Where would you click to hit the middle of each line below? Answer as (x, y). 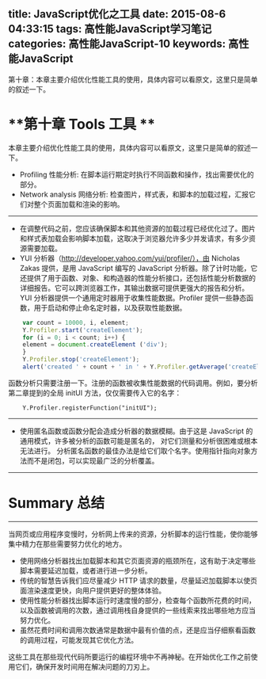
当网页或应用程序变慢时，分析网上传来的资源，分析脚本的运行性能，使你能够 (133, 534)
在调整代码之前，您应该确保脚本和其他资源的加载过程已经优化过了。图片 (137, 228)
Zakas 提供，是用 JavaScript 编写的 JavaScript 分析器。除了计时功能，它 (139, 268)
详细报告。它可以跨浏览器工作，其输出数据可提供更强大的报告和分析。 (134, 288)
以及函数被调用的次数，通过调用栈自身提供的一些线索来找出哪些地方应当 (137, 610)
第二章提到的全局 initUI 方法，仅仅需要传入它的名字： (95, 393)
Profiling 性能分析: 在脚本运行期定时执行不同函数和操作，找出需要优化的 (137, 174)
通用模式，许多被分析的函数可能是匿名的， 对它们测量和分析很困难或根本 (139, 441)
